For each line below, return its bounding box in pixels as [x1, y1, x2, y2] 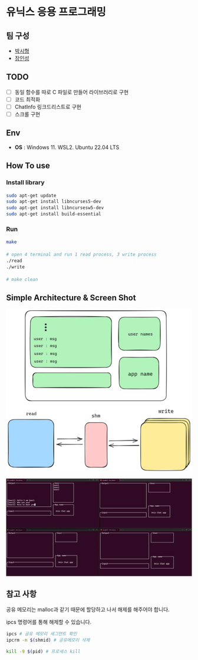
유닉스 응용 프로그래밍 [6, 5, 106, 19]
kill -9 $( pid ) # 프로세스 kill [6, 648, 81, 654]
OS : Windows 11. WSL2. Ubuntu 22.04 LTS [14, 144, 120, 151]
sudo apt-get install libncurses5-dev [6, 198, 101, 205]
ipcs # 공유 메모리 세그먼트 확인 [6, 631, 77, 636]
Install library [6, 178, 45, 187]
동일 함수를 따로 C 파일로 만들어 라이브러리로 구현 [14, 88, 129, 95]
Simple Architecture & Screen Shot [6, 293, 137, 303]
